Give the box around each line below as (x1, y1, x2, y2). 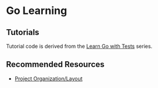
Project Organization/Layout (14, 75, 83, 82)
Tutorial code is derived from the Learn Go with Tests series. (6, 43, 153, 50)
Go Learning (6, 4, 68, 17)
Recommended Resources (6, 59, 105, 69)
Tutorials (6, 27, 39, 37)
